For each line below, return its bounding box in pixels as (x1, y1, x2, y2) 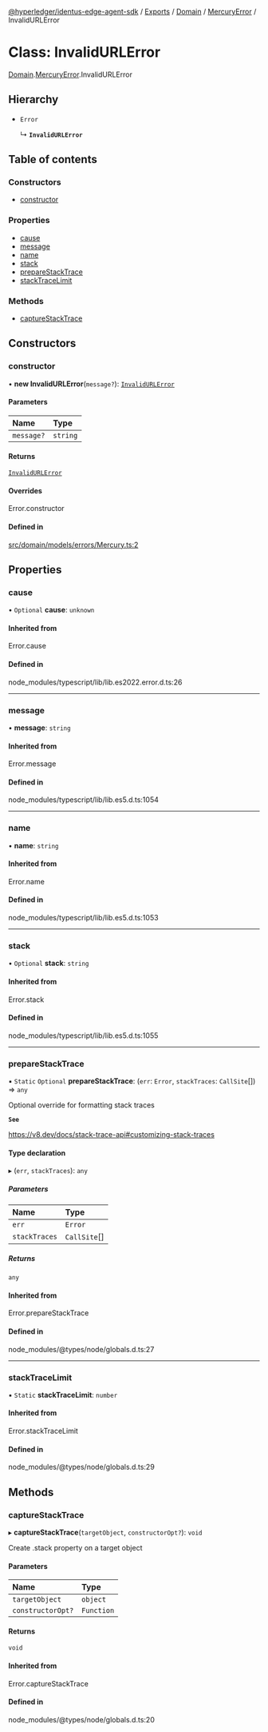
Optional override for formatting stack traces (8, 1100, 156, 1110)
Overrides (8, 485, 42, 495)
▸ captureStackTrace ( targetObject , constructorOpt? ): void (8, 1527, 203, 1537)
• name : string (8, 840, 59, 850)
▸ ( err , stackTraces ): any (8, 1166, 88, 1175)
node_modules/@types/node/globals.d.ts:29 (8, 1463, 156, 1472)
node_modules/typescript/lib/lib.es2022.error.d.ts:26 (8, 677, 183, 687)
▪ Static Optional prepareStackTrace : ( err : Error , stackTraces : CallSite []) (8, 1076, 256, 1086)
